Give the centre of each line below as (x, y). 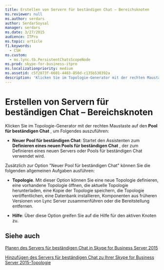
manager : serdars (23, 28)
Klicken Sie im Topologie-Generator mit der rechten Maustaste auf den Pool (81, 125)
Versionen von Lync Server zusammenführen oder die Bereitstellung (81, 201)
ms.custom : (16, 55)
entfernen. (22, 206)
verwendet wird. (29, 156)
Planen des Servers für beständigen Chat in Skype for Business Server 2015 (82, 248)
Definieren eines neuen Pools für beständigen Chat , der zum (75, 145)
